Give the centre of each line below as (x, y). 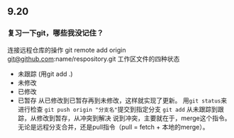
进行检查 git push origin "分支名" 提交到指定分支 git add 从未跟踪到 (118, 109)
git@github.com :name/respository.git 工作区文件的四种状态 (94, 59)
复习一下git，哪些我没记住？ (56, 33)
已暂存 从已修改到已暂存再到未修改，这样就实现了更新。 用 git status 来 (122, 100)
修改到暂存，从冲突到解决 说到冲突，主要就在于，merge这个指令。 (134, 118)
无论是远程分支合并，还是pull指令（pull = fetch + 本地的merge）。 (113, 127)
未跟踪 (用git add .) (45, 74)
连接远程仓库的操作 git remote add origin (67, 50)
